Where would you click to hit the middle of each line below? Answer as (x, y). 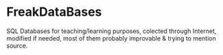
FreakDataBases (54, 12)
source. (17, 45)
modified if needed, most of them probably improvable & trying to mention (111, 38)
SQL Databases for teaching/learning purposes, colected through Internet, (111, 31)
